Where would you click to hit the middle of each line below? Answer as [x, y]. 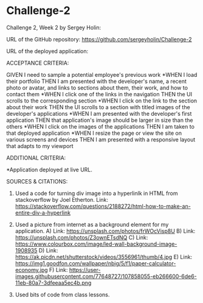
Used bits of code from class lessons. [62, 294]
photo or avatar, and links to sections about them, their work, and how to [97, 87]
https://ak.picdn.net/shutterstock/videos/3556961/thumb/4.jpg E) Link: [104, 257]
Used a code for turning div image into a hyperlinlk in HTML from [96, 193]
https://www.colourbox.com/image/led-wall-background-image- [96, 244]
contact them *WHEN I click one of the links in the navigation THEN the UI [99, 94]
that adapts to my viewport [40, 146]
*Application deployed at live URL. [50, 169]
